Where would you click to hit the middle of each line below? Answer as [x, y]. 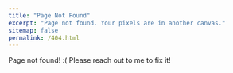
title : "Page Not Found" [49, 15]
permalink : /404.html [44, 38]
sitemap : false [33, 30]
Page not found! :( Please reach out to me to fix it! [89, 60]
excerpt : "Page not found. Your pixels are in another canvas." [117, 23]
